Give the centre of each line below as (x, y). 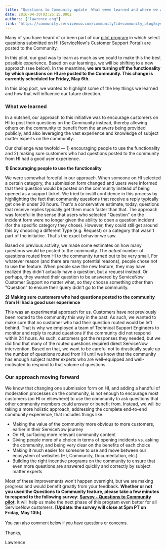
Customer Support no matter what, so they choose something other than (79, 282)
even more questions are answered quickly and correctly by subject (81, 466)
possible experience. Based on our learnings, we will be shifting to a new (79, 63)
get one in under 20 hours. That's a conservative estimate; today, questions (82, 204)
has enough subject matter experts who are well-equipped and (69, 359)
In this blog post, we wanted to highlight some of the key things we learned (82, 88)
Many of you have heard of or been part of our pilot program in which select (83, 38)
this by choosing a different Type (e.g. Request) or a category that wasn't (80, 230)
